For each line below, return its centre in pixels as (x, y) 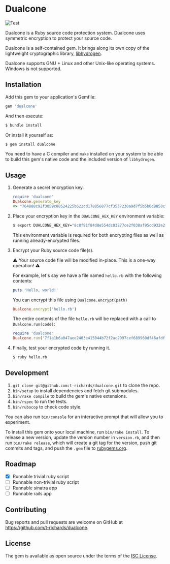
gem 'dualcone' (21, 106)
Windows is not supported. (33, 69)
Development (27, 373)
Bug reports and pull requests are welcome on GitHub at (64, 522)
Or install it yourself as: (29, 135)
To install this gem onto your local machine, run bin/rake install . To (77, 432)
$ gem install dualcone (30, 144)
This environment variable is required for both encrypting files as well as (88, 235)
